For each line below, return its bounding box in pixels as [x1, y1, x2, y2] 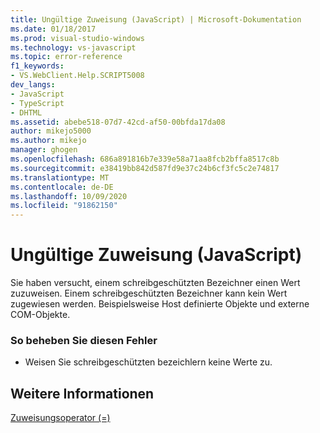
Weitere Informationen [10, 385, 155, 402]
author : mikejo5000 [10, 126, 92, 136]
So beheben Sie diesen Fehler [10, 333, 158, 347]
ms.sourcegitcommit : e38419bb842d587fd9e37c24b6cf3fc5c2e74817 [10, 163, 280, 173]
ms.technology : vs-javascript [10, 42, 137, 53]
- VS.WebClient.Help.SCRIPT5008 [10, 71, 145, 81]
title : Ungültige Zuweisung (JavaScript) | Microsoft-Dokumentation [10, 14, 302, 25]
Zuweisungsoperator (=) [10, 412, 111, 424]
